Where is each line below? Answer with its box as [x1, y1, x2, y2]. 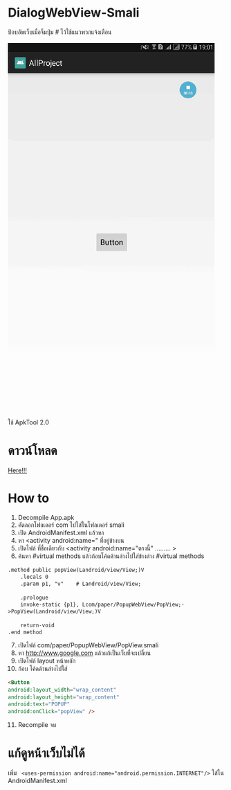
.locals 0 [20, 573, 49, 580]
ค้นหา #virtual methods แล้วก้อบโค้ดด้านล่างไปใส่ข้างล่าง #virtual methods [17, 552, 205, 560]
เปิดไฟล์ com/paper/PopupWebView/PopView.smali [17, 640, 159, 649]
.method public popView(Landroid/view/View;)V [8, 566, 145, 573]
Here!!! [8, 466, 27, 474]
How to [8, 490, 50, 506]
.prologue [20, 594, 49, 601]
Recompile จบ [17, 721, 57, 729]
